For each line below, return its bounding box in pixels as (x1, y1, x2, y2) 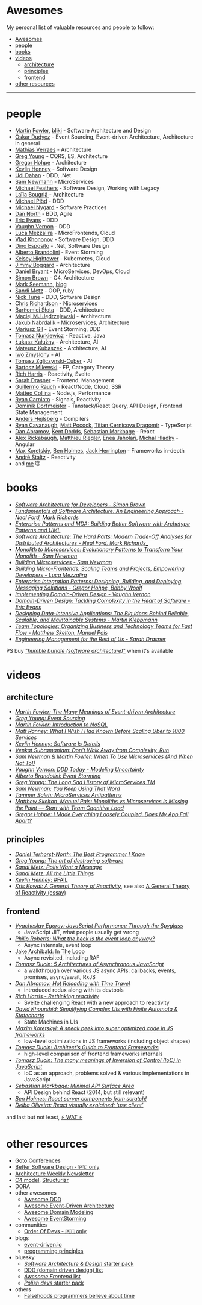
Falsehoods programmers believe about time (23, 1292, 135, 1300)
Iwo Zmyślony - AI (14, 351, 60, 358)
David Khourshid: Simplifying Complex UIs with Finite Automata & (14, 1005, 179, 1013)
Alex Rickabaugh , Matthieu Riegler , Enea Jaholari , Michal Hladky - (14, 434, 179, 441)
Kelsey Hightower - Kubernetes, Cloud (14, 254, 111, 262)
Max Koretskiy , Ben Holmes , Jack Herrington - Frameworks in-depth (14, 447, 185, 454)
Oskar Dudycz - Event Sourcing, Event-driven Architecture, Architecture (14, 133, 194, 140)
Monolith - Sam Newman (14, 552, 78, 559)
